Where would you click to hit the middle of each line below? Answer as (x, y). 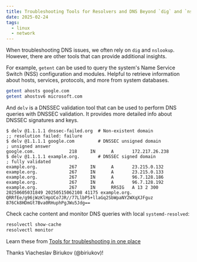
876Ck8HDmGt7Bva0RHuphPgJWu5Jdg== (48, 203)
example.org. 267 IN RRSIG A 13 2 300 (82, 187)
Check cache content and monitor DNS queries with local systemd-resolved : (98, 214)
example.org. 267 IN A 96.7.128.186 (85, 177)
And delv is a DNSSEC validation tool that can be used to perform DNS (91, 108)
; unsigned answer (28, 146)
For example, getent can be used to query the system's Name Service (91, 68)
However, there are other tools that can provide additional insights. (86, 56)
